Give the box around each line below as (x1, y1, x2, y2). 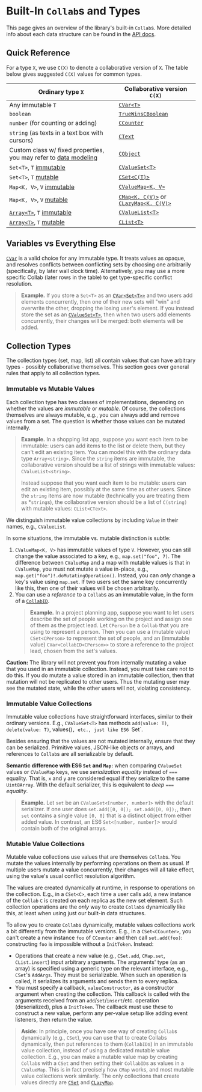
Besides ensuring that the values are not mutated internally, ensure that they (6, 737, 195, 744)
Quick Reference (6, 48, 70, 58)
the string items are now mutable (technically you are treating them (20, 492, 189, 499)
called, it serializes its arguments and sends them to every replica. (14, 978, 179, 985)
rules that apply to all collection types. (6, 370, 101, 377)
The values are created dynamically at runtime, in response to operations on (6, 884, 195, 891)
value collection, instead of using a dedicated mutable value (20, 1047, 170, 1054)
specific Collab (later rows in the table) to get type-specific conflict (6, 274, 173, 281)
